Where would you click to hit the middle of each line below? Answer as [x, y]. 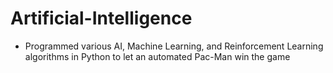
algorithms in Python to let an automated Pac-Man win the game [157, 56]
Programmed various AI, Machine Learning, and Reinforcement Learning [174, 46]
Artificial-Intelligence [101, 18]
